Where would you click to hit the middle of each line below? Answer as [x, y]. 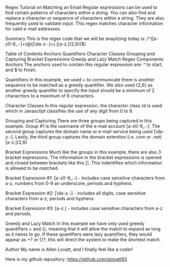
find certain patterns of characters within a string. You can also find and [80, 13]
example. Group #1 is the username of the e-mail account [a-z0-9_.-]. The [83, 126]
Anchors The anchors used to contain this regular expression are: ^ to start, [84, 64]
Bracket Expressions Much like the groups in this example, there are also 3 [83, 152]
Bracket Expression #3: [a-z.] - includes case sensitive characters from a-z [84, 208]
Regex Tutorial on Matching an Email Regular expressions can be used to [81, 7]
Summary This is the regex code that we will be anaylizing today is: [75, 38]
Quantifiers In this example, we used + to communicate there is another [80, 80]
